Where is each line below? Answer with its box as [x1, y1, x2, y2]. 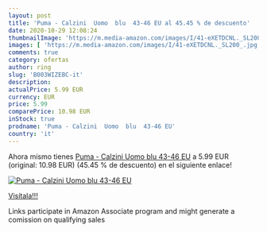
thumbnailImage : [8, 33, 62, 42]
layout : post [8, 11, 52, 20]
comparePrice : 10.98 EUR [8, 108, 91, 116]
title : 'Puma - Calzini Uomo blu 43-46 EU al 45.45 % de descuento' [8, 19, 250, 27]
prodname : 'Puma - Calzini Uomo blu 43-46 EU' [8, 122, 176, 130]
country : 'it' [8, 130, 56, 137]
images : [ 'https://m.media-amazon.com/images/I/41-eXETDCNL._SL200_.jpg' [8, 41, 261, 49]
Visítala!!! [8, 191, 38, 200]
